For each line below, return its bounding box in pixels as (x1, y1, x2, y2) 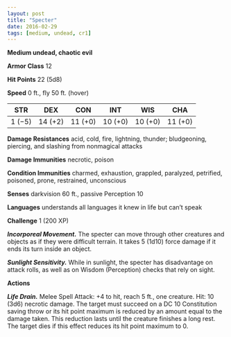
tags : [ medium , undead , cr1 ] (7, 29, 92, 37)
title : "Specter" (7, 17, 58, 24)
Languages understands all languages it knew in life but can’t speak (7, 203, 203, 211)
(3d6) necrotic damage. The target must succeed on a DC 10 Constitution (7, 300, 217, 309)
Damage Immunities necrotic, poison (7, 155, 114, 164)
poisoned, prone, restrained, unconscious (7, 176, 127, 184)
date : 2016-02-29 (7, 23, 58, 30)
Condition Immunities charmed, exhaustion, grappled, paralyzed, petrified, (7, 169, 223, 178)
